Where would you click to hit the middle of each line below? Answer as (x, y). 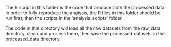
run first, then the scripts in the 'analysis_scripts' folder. (64, 18)
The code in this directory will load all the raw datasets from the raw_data (83, 28)
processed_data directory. (33, 39)
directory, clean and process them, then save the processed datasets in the (85, 33)
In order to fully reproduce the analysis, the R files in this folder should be (83, 13)
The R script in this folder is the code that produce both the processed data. (85, 7)
